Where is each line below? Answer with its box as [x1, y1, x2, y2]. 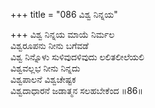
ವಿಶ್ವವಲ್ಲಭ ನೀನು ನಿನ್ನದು [10, 62, 81, 74]
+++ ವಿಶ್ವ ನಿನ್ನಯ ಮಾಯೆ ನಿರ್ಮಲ [10, 29, 115, 40]
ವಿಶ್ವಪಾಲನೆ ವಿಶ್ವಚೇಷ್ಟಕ [10, 74, 77, 85]
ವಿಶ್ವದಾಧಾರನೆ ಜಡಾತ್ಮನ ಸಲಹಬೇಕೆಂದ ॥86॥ [10, 85, 144, 96]
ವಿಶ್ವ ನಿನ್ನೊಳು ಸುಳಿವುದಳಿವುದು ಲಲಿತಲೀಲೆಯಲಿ [10, 51, 145, 63]
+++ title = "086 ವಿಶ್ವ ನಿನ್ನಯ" [10, 9, 118, 20]
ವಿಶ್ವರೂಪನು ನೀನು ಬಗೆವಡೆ [10, 40, 89, 51]
